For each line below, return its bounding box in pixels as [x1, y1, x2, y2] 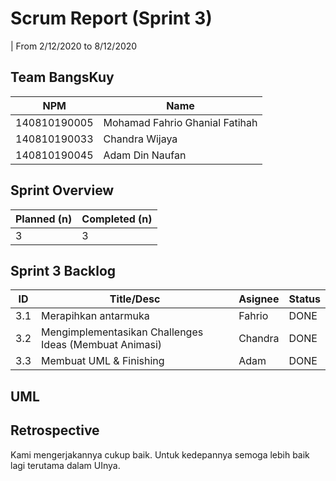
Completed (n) [81, 212, 153, 226]
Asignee [238, 292, 280, 306]
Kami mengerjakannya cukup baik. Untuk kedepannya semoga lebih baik [10, 448, 310, 461]
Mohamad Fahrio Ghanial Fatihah [103, 115, 258, 129]
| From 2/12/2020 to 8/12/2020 [10, 40, 138, 52]
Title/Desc [109, 292, 161, 306]
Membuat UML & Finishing [41, 354, 165, 368]
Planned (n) [15, 212, 73, 226]
